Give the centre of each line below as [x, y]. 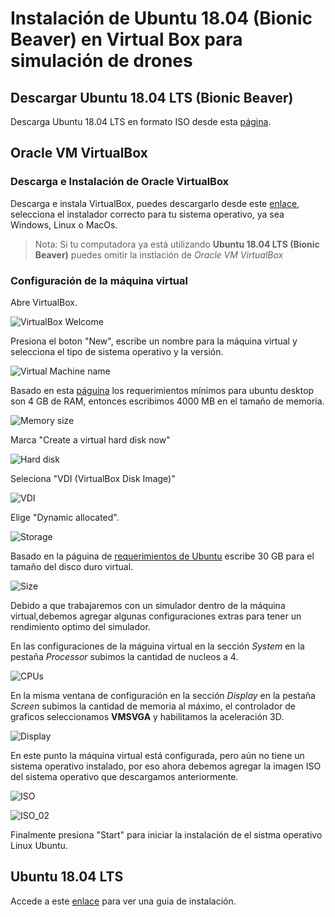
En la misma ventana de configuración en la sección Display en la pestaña [163, 695]
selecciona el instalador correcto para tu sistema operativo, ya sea [147, 214]
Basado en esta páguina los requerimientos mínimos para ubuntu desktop [162, 390]
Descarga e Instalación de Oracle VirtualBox [120, 182]
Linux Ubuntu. [39, 845]
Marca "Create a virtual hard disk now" [90, 439]
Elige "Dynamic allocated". [65, 517]
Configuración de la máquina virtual [99, 280]
